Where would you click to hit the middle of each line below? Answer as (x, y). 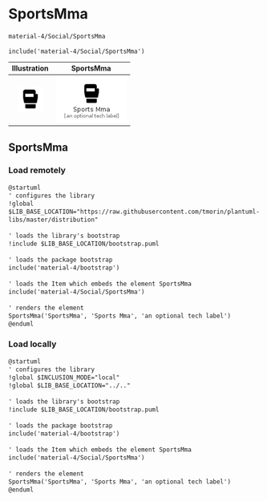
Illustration (30, 68)
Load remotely (37, 170)
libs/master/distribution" (53, 220)
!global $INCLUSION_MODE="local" (64, 378)
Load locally (32, 344)
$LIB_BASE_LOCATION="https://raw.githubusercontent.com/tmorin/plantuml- (134, 212)
